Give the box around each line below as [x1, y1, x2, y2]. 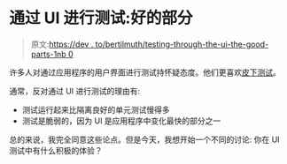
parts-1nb [30, 48, 66, 59]
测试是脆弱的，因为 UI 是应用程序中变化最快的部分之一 [21, 116, 221, 126]
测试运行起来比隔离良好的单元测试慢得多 [21, 104, 170, 115]
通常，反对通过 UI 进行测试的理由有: [9, 86, 141, 96]
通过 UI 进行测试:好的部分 [9, 8, 193, 28]
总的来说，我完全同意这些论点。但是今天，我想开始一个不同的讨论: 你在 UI [9, 134, 281, 145]
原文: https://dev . [30, 39, 94, 49]
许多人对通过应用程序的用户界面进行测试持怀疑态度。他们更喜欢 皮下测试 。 [9, 67, 281, 78]
